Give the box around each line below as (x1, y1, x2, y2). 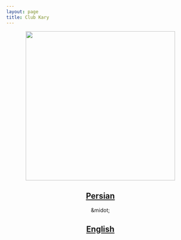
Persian (85, 190, 115, 201)
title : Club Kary (6, 14, 50, 20)
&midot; (90, 207, 111, 214)
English (86, 224, 115, 234)
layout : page (6, 8, 39, 15)
